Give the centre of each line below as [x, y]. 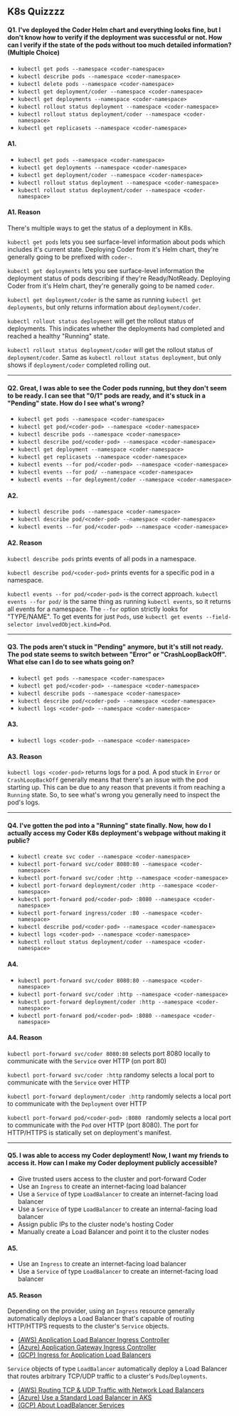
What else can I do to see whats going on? [71, 662]
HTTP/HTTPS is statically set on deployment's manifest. [90, 1132]
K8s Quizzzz [36, 12]
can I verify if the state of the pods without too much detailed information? [119, 45]
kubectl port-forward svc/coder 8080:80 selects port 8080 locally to [109, 1053]
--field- [218, 617]
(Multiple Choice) [34, 52]
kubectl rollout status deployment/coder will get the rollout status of [110, 350]
